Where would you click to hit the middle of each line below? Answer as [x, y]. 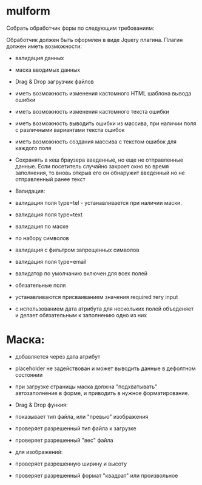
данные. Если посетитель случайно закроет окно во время [92, 166]
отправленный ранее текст [50, 179]
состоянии [29, 374]
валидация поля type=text [49, 215]
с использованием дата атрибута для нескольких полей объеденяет [104, 309]
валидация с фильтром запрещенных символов [77, 250]
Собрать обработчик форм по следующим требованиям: [80, 28]
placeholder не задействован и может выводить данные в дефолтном [105, 368]
